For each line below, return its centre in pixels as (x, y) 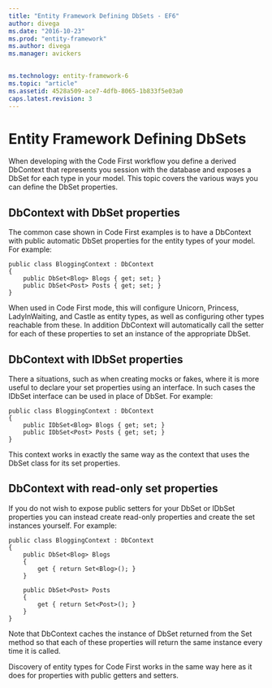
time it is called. (35, 651)
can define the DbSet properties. (63, 187)
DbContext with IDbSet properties (96, 359)
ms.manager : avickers (45, 54)
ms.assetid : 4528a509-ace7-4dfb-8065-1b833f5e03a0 (96, 91)
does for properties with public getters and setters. (93, 675)
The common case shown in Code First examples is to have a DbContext (130, 232)
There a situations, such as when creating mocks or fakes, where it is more (134, 379)
